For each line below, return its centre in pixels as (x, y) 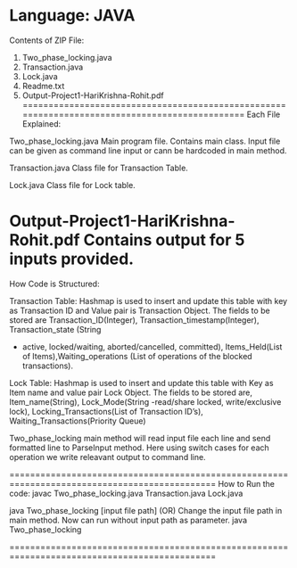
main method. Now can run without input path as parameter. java (128, 520)
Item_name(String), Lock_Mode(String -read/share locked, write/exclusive (145, 401)
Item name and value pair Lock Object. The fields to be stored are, (131, 392)
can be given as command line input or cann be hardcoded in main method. (148, 150)
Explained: (41, 123)
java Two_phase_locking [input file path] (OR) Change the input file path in (146, 510)
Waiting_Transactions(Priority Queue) (78, 421)
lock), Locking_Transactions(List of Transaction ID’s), (106, 411)
